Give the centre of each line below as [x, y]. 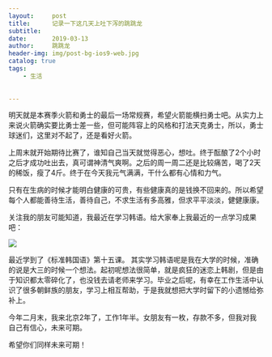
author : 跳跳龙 [39, 46]
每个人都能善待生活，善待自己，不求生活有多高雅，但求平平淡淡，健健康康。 [136, 200]
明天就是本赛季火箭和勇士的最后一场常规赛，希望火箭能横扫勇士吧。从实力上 [136, 115]
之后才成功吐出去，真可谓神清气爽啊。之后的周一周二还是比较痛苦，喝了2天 [135, 163]
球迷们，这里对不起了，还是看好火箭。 [72, 135]
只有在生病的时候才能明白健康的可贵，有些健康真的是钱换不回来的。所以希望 [136, 190]
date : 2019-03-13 [49, 38]
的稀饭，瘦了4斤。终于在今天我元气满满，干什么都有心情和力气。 [117, 173]
